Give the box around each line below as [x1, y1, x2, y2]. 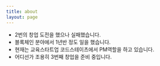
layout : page [6, 14, 38, 20]
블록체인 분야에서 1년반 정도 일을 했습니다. [14, 38, 111, 45]
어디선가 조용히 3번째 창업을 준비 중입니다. [14, 53, 113, 60]
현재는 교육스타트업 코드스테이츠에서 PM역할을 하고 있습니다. [14, 45, 154, 53]
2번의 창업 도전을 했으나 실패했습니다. [14, 31, 101, 38]
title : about [6, 8, 38, 15]
